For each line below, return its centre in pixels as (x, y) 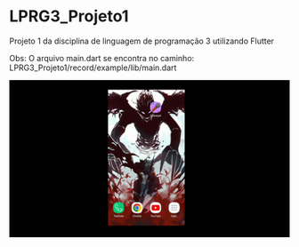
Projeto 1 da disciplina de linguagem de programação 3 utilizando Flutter (141, 41)
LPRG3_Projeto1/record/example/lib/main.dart (93, 68)
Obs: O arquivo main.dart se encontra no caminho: (102, 58)
